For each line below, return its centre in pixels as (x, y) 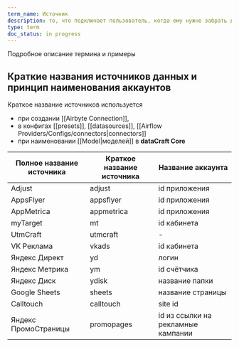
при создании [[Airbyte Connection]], (73, 119)
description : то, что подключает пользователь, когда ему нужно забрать (117, 21)
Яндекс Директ (37, 258)
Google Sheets (36, 292)
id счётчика (178, 269)
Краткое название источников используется (75, 105)
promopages (111, 324)
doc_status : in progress (44, 34)
